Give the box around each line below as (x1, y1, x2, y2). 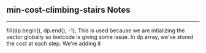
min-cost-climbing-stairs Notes (6, 5, 131, 15)
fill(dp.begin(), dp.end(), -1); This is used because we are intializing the (6, 27, 185, 34)
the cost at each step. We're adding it (6, 40, 101, 47)
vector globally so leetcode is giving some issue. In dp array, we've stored (6, 33, 194, 40)
